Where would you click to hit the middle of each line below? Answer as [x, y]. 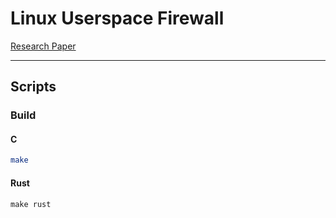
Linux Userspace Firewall [117, 18]
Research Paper [43, 46]
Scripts [33, 87]
